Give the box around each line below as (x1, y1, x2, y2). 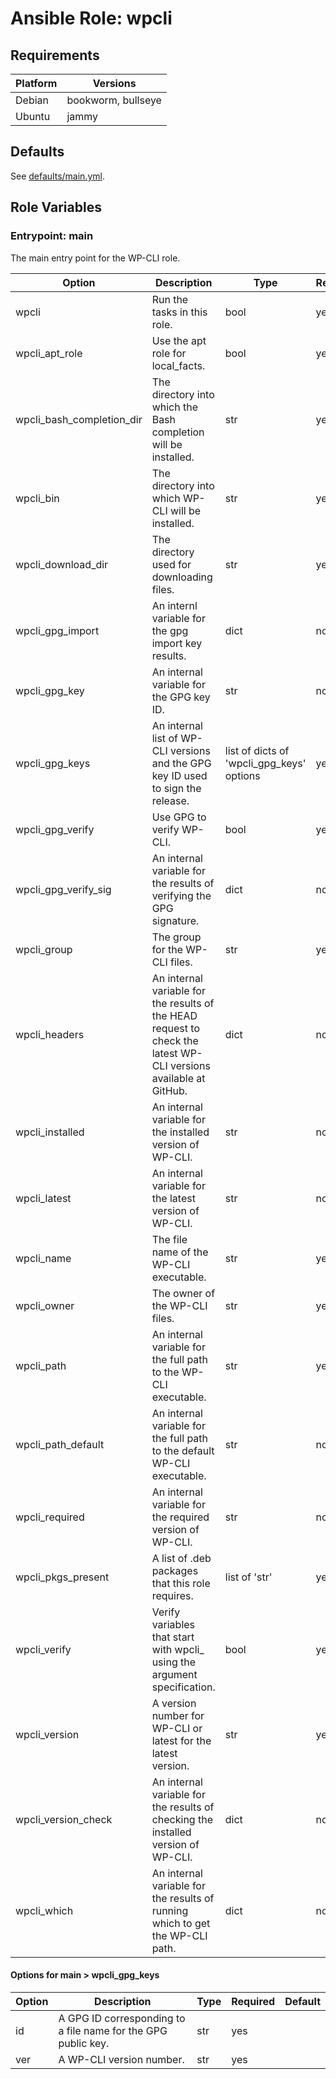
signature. (151, 913, 200, 927)
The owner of (151, 1286, 216, 1300)
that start (151, 1630, 195, 1644)
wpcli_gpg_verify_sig (15, 882, 112, 896)
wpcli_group (15, 942, 73, 956)
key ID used (151, 768, 208, 782)
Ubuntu (15, 110, 51, 123)
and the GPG (151, 756, 212, 770)
